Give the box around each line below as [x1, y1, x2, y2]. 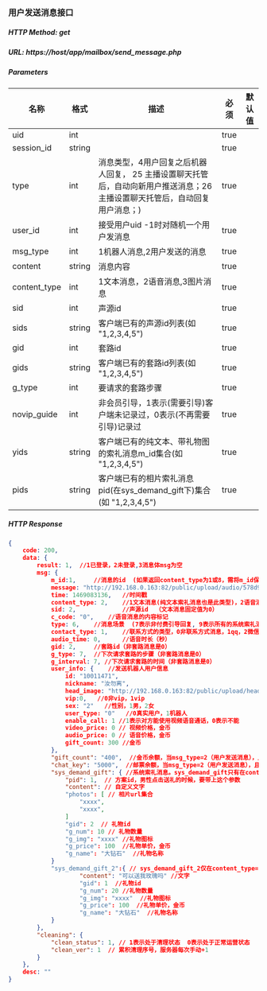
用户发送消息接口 [8, 6, 74, 17]
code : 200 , [22, 546, 59, 554]
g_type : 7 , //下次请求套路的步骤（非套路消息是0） [50, 650, 205, 658]
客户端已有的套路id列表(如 [98, 357, 196, 368]
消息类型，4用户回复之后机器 [98, 157, 207, 168]
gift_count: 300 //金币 [64, 739, 141, 747]
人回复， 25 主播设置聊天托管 [98, 169, 209, 180]
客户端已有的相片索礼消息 [98, 472, 195, 484]
